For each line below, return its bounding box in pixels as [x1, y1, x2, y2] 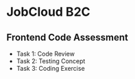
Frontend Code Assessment [6, 32, 128, 43]
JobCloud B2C [6, 4, 90, 20]
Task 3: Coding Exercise [16, 65, 85, 72]
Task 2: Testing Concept [16, 57, 86, 65]
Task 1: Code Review [16, 49, 75, 58]
